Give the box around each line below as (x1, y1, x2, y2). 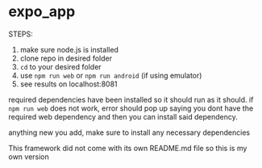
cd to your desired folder (19, 61, 102, 71)
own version (8, 152, 50, 162)
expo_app (8, 2, 76, 21)
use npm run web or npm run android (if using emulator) (19, 70, 202, 80)
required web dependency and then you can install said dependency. (8, 111, 238, 121)
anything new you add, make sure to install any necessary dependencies (8, 128, 251, 137)
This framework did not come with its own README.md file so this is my (8, 143, 247, 153)
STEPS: (8, 29, 34, 39)
